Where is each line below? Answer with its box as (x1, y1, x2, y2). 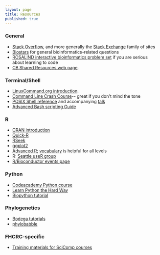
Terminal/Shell (5, 77, 41, 84)
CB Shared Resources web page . (12, 64, 79, 70)
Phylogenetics (5, 204, 41, 211)
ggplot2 (12, 143, 28, 149)
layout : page (5, 7, 32, 12)
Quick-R (12, 132, 29, 138)
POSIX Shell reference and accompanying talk (12, 98, 105, 104)
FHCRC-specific (5, 233, 45, 240)
